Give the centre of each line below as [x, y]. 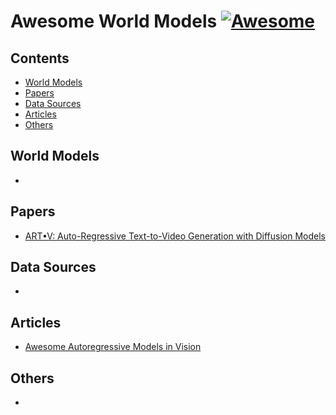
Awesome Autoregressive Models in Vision [113, 347]
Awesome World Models [114, 21]
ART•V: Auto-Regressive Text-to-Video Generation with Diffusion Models [175, 236]
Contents [40, 58]
